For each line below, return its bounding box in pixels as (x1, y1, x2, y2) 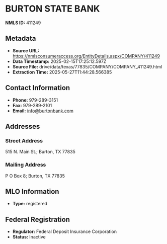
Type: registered (12, 201, 48, 207)
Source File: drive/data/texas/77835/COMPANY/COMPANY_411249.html (12, 63, 162, 69)
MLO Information (5, 187, 59, 196)
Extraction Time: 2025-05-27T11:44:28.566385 (12, 69, 112, 75)
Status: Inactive (12, 234, 46, 240)
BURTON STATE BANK (5, 3, 100, 15)
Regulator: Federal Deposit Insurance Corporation (12, 228, 117, 234)
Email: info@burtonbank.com (12, 108, 74, 114)
